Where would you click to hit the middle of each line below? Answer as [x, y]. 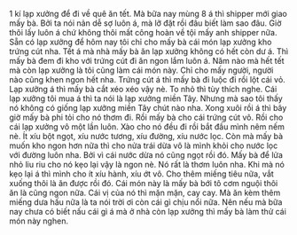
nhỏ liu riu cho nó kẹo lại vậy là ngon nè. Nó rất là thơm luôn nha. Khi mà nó [147, 164]
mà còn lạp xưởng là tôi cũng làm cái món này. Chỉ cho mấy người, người [141, 70]
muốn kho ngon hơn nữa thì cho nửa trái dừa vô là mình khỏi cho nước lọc [144, 145]
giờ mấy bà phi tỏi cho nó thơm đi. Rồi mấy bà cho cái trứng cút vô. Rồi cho [146, 117]
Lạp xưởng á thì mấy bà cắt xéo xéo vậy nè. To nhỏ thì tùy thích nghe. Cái [143, 89]
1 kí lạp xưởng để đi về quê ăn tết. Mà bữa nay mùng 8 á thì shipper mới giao [148, 14]
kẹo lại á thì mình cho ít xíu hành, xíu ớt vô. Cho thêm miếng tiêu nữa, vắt [142, 174]
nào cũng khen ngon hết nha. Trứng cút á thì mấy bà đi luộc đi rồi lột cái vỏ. [147, 79]
